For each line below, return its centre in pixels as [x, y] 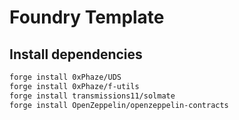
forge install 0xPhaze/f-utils [74, 86]
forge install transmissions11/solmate [92, 96]
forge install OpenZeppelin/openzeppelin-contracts [119, 105]
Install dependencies [76, 54]
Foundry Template [87, 17]
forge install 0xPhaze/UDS [65, 77]
